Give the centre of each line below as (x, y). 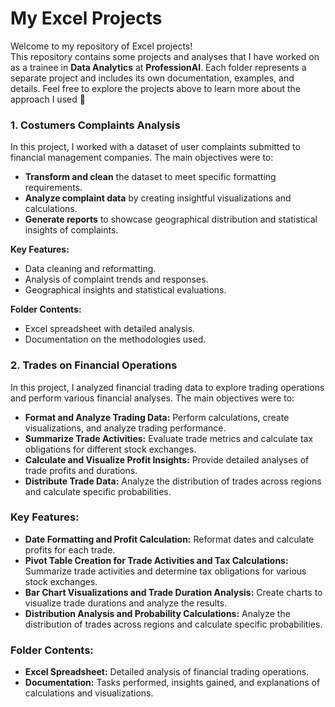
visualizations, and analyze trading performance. (125, 428)
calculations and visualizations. (89, 693)
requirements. (53, 188)
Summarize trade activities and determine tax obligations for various (165, 571)
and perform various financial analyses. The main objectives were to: (152, 398)
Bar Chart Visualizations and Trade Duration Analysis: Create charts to (173, 592)
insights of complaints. (71, 230)
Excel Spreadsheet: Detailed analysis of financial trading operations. (167, 672)
